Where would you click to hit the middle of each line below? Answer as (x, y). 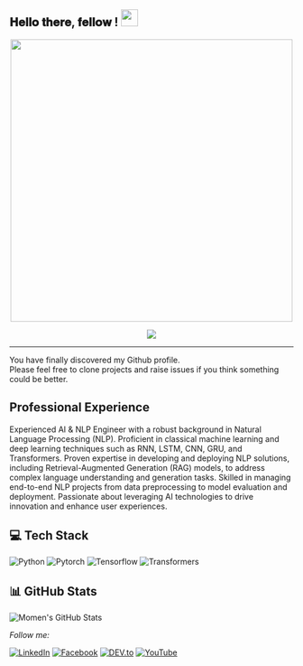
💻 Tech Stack (49, 535)
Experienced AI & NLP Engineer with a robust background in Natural (135, 429)
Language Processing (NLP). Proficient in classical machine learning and (144, 438)
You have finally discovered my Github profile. (95, 360)
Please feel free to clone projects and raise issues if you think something (144, 369)
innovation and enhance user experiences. (88, 506)
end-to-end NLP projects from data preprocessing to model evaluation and (148, 487)
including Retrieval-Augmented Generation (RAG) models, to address (138, 467)
